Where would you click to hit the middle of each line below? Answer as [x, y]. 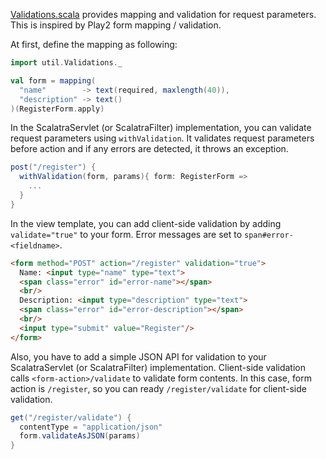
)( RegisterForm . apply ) [57, 109]
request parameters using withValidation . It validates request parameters [162, 138]
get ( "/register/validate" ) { [71, 417]
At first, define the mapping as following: [94, 44]
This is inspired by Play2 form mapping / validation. [116, 25]
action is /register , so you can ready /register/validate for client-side [158, 388]
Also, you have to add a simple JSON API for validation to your [138, 356]
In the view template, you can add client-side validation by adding [146, 223]
